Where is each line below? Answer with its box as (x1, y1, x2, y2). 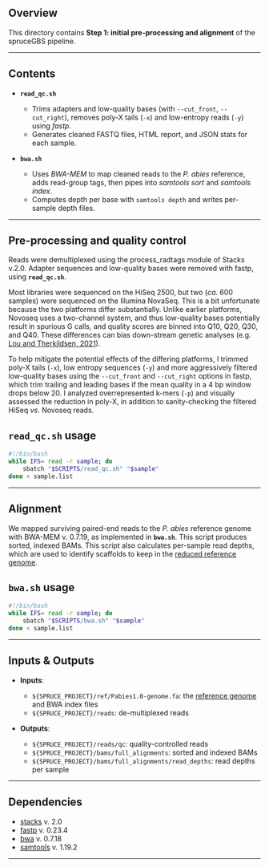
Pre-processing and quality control (8, 234, 187, 248)
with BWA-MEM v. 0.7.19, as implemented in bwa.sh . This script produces (8, 532, 247, 541)
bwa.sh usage (8, 581, 75, 594)
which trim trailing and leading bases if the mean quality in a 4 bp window (8, 380, 252, 390)
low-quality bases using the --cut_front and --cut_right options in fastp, (8, 371, 252, 381)
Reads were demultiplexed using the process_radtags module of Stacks (8, 255, 246, 265)
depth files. (58, 203, 95, 213)
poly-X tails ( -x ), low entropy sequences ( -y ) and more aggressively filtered (8, 363, 258, 372)
